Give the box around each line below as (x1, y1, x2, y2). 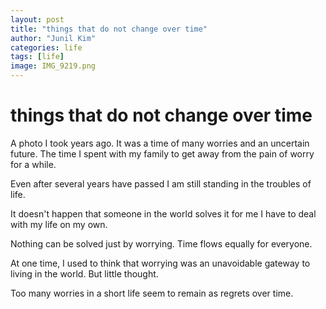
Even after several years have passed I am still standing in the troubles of (10, 177, 312, 190)
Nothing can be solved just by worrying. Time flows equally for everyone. (10, 237, 313, 250)
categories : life (10, 42, 83, 53)
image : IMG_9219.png (10, 61, 97, 71)
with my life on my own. (10, 218, 108, 230)
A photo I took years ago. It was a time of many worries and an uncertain (10, 137, 310, 149)
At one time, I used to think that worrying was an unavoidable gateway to (10, 257, 311, 269)
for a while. (10, 158, 57, 170)
